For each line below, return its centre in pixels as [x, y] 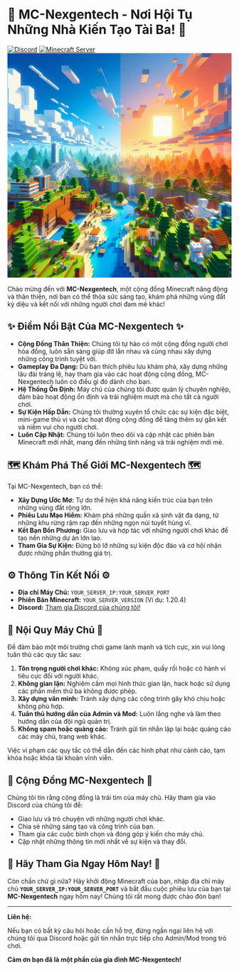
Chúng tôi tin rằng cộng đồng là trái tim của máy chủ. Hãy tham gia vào [112, 798]
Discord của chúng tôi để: [45, 805]
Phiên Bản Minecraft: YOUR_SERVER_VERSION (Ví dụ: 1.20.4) [102, 600]
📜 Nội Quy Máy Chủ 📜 [55, 630]
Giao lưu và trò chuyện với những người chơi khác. [91, 819]
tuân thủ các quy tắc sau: [44, 655]
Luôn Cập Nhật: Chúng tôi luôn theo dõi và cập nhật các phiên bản [116, 435]
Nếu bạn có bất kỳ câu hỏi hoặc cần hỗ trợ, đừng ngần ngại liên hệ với [110, 930]
